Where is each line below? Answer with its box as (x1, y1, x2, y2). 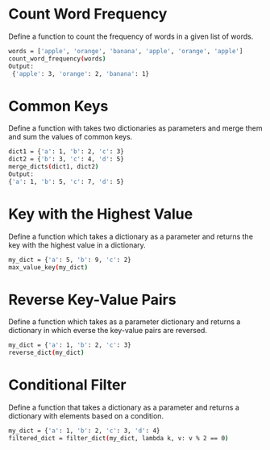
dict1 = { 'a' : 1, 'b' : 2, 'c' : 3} (8, 148, 125, 156)
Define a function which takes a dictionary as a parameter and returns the (8, 231, 254, 241)
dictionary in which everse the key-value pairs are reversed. (8, 326, 208, 335)
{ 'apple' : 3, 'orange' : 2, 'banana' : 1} (11, 69, 150, 77)
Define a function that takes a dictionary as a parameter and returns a (8, 402, 240, 412)
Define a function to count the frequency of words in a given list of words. (8, 31, 254, 41)
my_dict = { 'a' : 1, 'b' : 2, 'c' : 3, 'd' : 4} (8, 427, 160, 435)
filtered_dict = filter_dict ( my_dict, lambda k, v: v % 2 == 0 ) (8, 434, 229, 442)
